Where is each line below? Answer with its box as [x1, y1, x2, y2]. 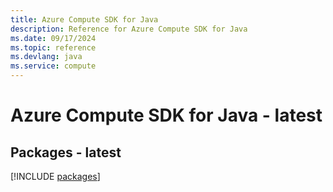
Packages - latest [10, 144, 122, 161]
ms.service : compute [10, 61, 97, 71]
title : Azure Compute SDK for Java [10, 14, 159, 25]
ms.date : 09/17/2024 [10, 33, 97, 43]
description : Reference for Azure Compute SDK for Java [10, 24, 248, 34]
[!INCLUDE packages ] [10, 171, 101, 182]
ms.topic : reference [10, 42, 97, 53]
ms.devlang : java [10, 52, 83, 62]
